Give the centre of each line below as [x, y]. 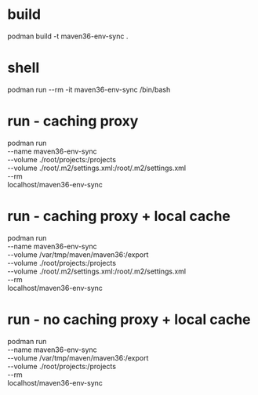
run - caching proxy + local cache [119, 216]
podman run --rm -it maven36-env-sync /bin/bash [89, 89]
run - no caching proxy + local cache [129, 319]
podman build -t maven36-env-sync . [68, 36]
